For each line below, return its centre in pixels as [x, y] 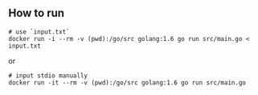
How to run [37, 13]
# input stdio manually [48, 76]
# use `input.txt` [39, 31]
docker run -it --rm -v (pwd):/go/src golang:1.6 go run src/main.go [127, 83]
